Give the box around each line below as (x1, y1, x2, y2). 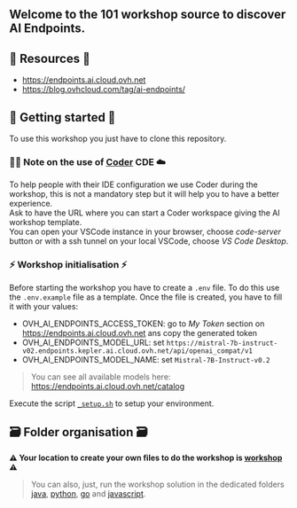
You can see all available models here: (30, 371, 171, 382)
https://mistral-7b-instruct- (166, 339, 278, 348)
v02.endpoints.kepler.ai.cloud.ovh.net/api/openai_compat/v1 (21, 346, 254, 356)
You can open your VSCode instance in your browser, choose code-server (9, 226, 282, 238)
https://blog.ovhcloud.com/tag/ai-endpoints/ (21, 84, 186, 95)
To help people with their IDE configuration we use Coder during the (9, 179, 259, 190)
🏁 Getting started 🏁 (9, 110, 116, 125)
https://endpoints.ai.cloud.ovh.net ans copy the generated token (21, 327, 258, 338)
